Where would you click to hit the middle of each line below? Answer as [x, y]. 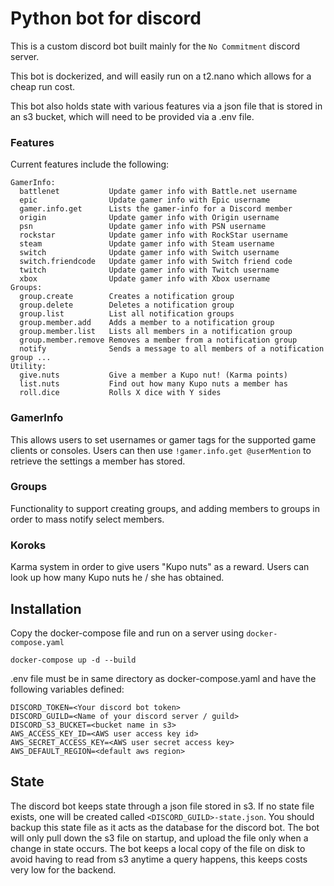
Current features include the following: [90, 164]
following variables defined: [67, 689]
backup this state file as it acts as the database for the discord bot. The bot [165, 827]
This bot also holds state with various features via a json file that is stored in [166, 106]
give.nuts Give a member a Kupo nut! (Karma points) [153, 375]
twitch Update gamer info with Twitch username [149, 270]
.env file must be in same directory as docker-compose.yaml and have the [163, 678]
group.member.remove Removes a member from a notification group [158, 340]
